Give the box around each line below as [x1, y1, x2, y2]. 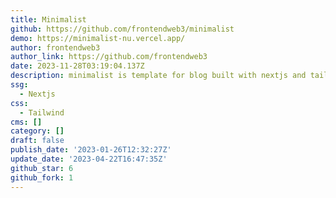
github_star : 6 [10, 163, 74, 173]
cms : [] [10, 117, 43, 127]
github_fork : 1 [10, 172, 74, 183]
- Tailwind [19, 107, 65, 118]
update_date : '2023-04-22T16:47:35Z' [10, 154, 168, 164]
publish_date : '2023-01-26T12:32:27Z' [10, 145, 172, 155]
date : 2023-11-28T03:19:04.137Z [10, 61, 145, 71]
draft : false [10, 136, 65, 146]
